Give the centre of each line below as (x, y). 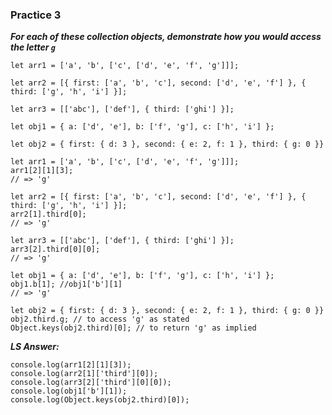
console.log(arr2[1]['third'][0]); (84, 374)
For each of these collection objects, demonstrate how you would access (166, 37)
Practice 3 (36, 15)
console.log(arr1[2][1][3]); (71, 365)
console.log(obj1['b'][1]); (69, 391)
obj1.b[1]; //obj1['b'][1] (66, 284)
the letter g (33, 47)
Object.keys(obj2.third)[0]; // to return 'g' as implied (133, 328)
